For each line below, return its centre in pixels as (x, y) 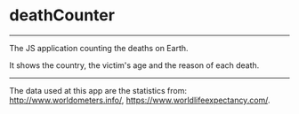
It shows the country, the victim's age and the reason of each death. (134, 65)
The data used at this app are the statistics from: (98, 90)
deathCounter (62, 15)
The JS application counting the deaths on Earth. (99, 48)
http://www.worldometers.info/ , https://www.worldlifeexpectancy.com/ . (140, 100)
